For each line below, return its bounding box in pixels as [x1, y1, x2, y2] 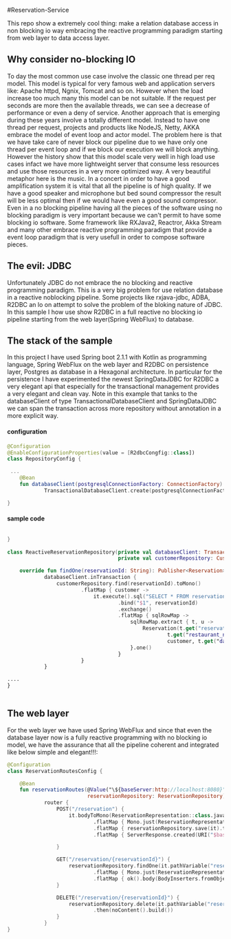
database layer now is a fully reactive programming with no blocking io [7, 733, 208, 741]
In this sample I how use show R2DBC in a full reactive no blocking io [7, 308, 203, 316]
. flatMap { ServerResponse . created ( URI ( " [93, 831, 214, 838]
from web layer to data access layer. [7, 34, 110, 42]
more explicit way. [7, 412, 58, 420]
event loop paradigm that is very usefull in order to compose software [7, 233, 205, 241]
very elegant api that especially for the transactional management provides [7, 382, 219, 391]
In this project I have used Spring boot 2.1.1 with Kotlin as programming [7, 353, 207, 361]
